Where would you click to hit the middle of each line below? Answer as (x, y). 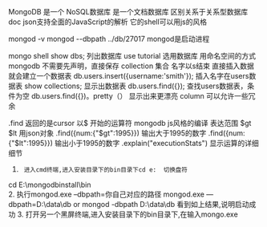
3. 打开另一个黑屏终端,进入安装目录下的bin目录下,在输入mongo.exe (127, 214)
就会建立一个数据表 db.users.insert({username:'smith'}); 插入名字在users (129, 76)
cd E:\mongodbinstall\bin (50, 184)
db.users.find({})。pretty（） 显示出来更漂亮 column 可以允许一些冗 (143, 96)
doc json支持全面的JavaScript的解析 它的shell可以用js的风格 (107, 22)
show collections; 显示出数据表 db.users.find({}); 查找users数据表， (136, 86)
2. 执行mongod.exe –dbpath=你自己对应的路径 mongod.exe (106, 194)
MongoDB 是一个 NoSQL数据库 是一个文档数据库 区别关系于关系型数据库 (128, 12)
